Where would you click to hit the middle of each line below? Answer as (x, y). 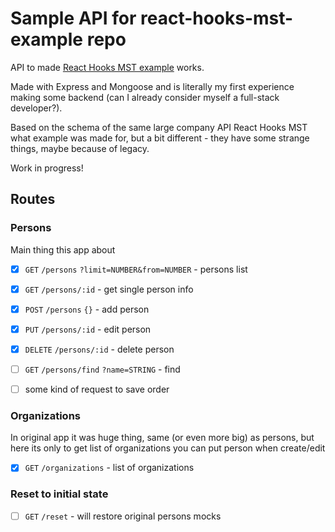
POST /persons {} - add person (87, 309)
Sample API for (73, 18)
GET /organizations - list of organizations (109, 468)
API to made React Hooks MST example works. (107, 67)
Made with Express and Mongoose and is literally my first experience (152, 86)
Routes (33, 199)
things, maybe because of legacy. (80, 148)
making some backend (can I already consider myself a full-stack (145, 97)
